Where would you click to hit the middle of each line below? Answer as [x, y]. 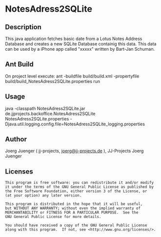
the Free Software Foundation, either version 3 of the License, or [76, 191]
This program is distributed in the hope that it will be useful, [74, 204]
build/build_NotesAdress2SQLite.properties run [53, 81]
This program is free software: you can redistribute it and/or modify [79, 183]
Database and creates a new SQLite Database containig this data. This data [81, 44]
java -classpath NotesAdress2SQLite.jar [45, 108]
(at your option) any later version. [43, 196]
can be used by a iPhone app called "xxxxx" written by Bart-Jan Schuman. [80, 49]
